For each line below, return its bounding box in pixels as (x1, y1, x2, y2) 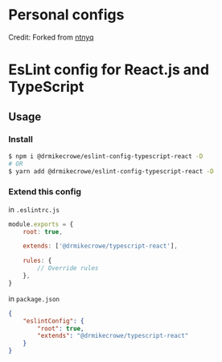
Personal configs (8, 6, 125, 24)
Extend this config (8, 186, 82, 198)
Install (8, 134, 34, 145)
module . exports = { (8, 220, 74, 228)
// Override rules (37, 264, 99, 273)
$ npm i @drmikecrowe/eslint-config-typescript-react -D (8, 152, 203, 160)
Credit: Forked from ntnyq (8, 32, 94, 42)
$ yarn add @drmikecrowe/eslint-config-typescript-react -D (8, 167, 215, 175)
